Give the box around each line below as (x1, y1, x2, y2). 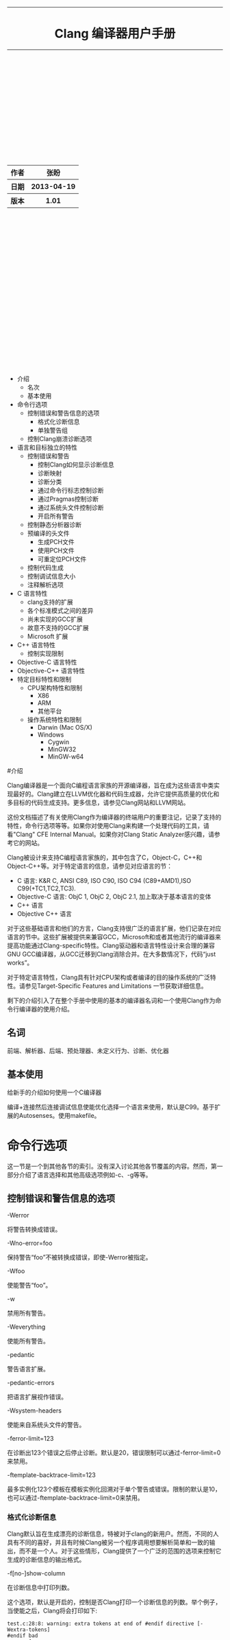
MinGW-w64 (47, 752, 84, 761)
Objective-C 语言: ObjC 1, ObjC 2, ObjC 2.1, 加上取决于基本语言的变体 (16, 892, 212, 901)
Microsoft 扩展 (27, 632, 68, 640)
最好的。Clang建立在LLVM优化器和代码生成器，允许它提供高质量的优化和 (12, 789, 220, 798)
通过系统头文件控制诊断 (37, 503, 104, 511)
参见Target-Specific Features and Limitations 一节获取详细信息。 (25, 981, 207, 990)
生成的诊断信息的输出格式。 (7, 1555, 86, 1564)
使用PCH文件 (37, 546, 75, 554)
